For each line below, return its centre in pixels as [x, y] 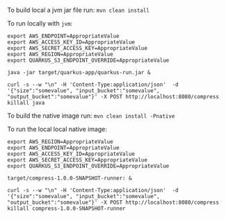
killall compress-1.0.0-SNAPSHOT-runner [67, 209]
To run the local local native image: [57, 129]
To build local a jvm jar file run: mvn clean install [78, 10]
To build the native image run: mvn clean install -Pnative [91, 116]
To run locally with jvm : [40, 23]
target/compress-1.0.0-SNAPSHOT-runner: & [70, 178]
